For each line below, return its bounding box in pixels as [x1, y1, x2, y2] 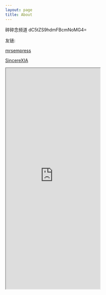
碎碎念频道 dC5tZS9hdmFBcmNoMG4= [5, 26, 87, 33]
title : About [5, 12, 33, 17]
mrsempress [5, 47, 31, 54]
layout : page [5, 7, 33, 13]
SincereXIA [5, 57, 29, 63]
